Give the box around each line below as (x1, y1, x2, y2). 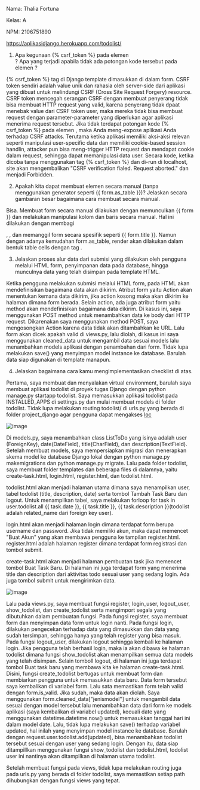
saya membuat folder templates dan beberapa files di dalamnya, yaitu (6, 466, 178, 473)
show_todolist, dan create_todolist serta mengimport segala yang (6, 606, 167, 614)
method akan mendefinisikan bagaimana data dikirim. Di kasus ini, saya (6, 305, 182, 312)
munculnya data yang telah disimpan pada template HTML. (14, 269, 160, 275)
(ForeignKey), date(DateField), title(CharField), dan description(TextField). (6, 441, 187, 447)
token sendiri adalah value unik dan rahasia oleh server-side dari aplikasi (6, 82, 185, 89)
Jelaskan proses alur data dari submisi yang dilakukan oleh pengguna (14, 255, 187, 263)
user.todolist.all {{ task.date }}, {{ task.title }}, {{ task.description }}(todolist (6, 503, 190, 510)
